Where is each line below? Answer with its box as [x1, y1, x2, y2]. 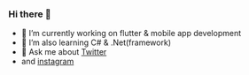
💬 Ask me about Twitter [20, 47, 107, 57]
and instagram [20, 56, 74, 67]
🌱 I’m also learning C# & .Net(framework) [20, 37, 172, 48]
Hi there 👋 [8, 8, 52, 20]
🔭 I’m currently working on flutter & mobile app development [20, 28, 241, 39]
